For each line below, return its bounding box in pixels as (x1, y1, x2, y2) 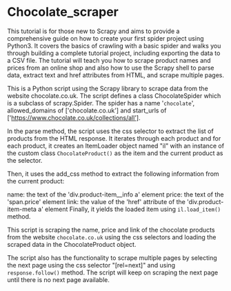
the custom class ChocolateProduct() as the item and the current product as (7, 149, 223, 157)
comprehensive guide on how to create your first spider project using (7, 34, 204, 42)
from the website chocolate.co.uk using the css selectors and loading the (7, 232, 217, 241)
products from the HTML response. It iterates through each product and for (7, 134, 221, 142)
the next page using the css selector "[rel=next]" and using (7, 261, 176, 269)
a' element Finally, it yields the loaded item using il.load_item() (37, 205, 221, 213)
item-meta (7, 205, 37, 213)
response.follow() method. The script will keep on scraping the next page (7, 268, 219, 277)
